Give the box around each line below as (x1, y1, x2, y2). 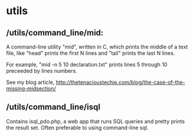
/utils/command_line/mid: (6, 28, 104, 38)
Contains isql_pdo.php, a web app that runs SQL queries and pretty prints (6, 118, 185, 125)
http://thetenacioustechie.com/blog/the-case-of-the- (55, 79, 185, 86)
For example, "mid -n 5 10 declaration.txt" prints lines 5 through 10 (6, 61, 168, 68)
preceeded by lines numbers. (6, 67, 78, 74)
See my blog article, (6, 79, 55, 86)
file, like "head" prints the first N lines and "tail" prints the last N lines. (6, 50, 175, 57)
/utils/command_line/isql (6, 102, 100, 112)
